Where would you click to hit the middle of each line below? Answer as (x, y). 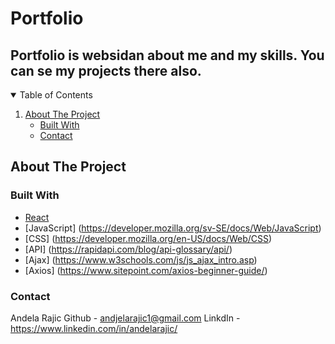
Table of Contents (56, 95)
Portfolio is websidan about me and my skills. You (167, 55)
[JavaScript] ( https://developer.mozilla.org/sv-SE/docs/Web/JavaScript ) (173, 228)
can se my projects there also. (106, 70)
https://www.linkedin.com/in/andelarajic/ (94, 328)
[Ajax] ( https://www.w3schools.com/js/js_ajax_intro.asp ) (141, 259)
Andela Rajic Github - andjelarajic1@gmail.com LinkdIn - (125, 318)
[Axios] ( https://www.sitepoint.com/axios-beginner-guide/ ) (146, 270)
